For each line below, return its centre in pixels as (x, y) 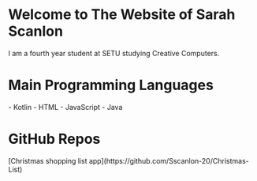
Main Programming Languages (111, 85)
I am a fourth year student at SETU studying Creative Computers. (114, 53)
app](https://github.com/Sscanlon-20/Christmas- (169, 160)
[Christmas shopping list (48, 160)
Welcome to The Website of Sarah (122, 15)
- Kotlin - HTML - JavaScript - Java (65, 107)
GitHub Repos (54, 139)
